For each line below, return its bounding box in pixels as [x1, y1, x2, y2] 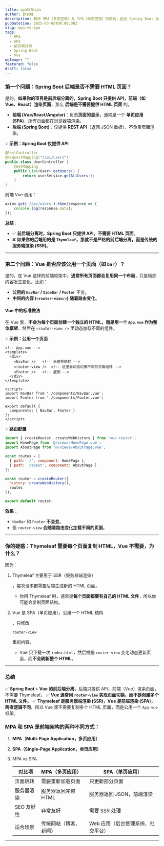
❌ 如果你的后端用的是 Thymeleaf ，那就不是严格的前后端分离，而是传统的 [12, 236, 158, 242]
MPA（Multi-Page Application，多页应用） [12, 735, 100, 741]
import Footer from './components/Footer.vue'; [5, 395, 104, 400]
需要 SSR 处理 [89, 807, 121, 814]
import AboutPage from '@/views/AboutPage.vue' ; [5, 445, 106, 450]
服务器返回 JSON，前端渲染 [89, 791, 153, 798]
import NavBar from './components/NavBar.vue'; [5, 391, 104, 396]
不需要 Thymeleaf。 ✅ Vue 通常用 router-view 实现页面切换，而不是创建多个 [5, 692, 160, 698]
